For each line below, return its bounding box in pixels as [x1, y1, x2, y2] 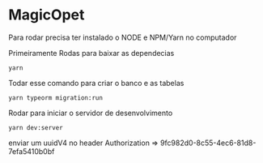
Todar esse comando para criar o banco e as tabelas [8, 78, 185, 88]
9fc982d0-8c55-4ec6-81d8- [160, 138, 257, 148]
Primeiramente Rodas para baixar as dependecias [8, 48, 175, 58]
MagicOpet [8, 6, 85, 24]
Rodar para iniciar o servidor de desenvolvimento [8, 108, 173, 118]
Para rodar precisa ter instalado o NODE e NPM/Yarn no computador [8, 32, 237, 42]
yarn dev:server [8, 123, 63, 131]
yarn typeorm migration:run [8, 93, 104, 102]
